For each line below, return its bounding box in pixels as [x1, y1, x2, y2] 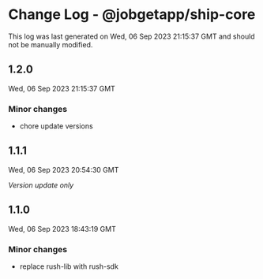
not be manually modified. [8, 39, 93, 49]
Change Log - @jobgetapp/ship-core [8, 6, 256, 24]
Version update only [8, 180, 74, 190]
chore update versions [19, 121, 93, 131]
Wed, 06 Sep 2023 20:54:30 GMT [8, 165, 119, 174]
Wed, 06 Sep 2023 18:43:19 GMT [8, 224, 116, 233]
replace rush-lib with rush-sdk [19, 262, 118, 271]
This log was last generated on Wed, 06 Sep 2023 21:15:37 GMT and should [8, 32, 255, 41]
